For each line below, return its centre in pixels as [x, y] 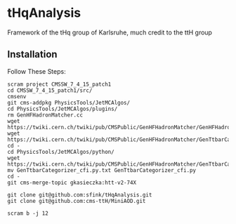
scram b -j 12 [28, 213]
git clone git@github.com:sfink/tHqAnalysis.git [80, 195]
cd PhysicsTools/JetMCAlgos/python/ [61, 152]
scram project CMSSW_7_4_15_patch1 [59, 84]
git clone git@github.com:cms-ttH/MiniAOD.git [77, 201]
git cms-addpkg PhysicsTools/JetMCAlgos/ [69, 103]
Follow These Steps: [37, 71]
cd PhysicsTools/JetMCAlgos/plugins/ [63, 109]
